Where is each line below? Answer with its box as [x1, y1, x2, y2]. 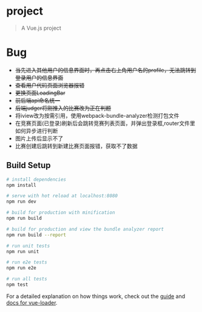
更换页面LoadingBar [15, 89, 66, 97]
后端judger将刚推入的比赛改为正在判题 [15, 104, 112, 112]
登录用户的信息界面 [15, 74, 64, 81]
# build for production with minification [6, 209, 115, 216]
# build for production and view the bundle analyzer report [6, 226, 164, 232]
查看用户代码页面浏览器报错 [15, 81, 85, 89]
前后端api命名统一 [15, 97, 61, 104]
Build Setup [6, 160, 51, 171]
